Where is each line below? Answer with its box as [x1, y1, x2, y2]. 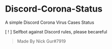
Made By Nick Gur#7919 [17, 38, 66, 44]
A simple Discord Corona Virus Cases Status [5, 19, 94, 25]
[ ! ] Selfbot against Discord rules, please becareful [5, 29, 107, 34]
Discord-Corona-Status [5, 3, 103, 15]
